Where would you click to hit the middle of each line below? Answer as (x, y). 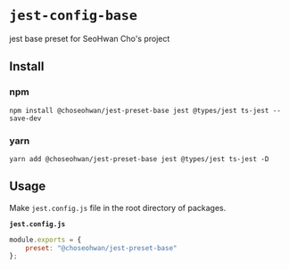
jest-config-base (74, 16)
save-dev (25, 118)
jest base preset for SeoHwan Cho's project (90, 38)
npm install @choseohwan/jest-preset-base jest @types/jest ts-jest (139, 110)
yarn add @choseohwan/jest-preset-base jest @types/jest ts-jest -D (139, 159)
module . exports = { (45, 240)
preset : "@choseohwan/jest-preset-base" (101, 248)
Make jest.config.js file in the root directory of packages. (118, 208)
